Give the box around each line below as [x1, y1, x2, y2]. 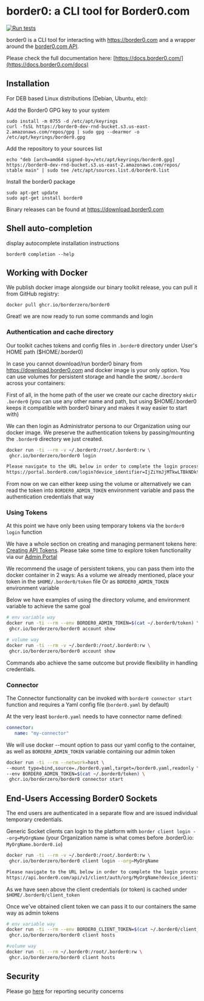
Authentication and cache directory [6, 328, 114, 336]
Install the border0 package [6, 178, 76, 185]
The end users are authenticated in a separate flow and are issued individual [6, 809, 198, 817]
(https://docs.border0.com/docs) [6, 61, 89, 68]
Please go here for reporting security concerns [6, 987, 124, 995]
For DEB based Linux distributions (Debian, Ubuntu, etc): [6, 94, 148, 102]
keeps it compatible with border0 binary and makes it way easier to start [6, 404, 188, 411]
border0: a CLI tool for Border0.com [6, 4, 190, 18]
